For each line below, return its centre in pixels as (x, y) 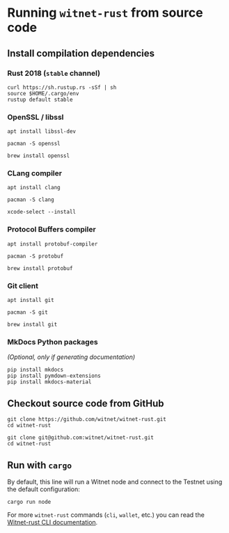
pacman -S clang (31, 200)
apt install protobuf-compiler (53, 244)
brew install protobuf (40, 268)
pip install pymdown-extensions (54, 376)
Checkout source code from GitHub (86, 403)
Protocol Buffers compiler (52, 230)
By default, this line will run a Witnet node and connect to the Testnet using (115, 482)
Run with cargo (39, 465)
